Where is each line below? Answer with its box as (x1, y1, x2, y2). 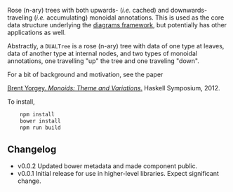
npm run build (20, 124, 61, 131)
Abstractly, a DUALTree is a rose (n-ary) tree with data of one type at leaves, (7, 42, 225, 50)
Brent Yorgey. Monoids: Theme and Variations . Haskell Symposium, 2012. (7, 84, 220, 92)
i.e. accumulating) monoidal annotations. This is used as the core (36, 13, 225, 22)
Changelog (7, 144, 57, 156)
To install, (7, 97, 35, 106)
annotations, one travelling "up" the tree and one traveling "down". (7, 57, 200, 65)
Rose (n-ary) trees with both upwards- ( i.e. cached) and (7, 6, 170, 14)
